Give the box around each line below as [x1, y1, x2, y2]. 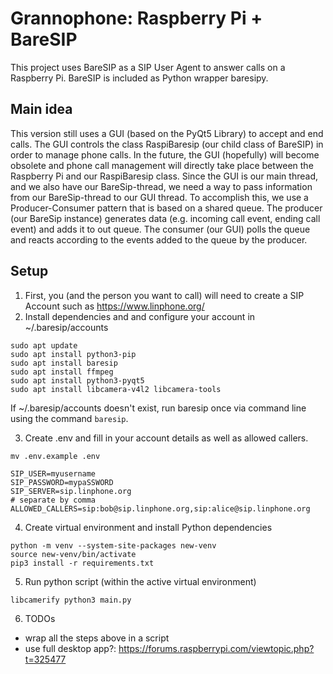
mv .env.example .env [10, 451, 101, 461]
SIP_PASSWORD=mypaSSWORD [10, 477, 114, 487]
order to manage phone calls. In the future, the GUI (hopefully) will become [10, 148, 320, 161]
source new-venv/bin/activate [10, 549, 137, 559]
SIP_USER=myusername [10, 468, 97, 479]
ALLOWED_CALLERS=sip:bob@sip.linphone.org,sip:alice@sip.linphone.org [10, 503, 311, 514]
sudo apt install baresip [10, 358, 118, 368]
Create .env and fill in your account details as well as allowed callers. [24, 432, 309, 444]
